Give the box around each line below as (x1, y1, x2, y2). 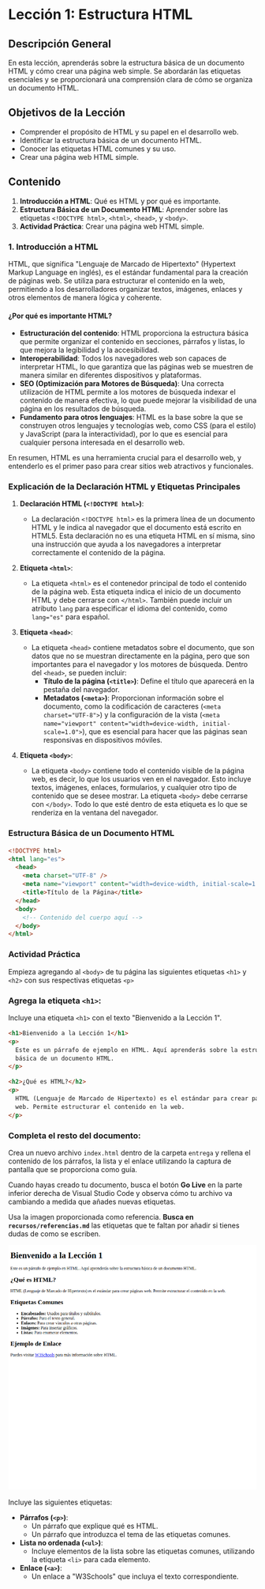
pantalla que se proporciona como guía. (8, 1164, 138, 1174)
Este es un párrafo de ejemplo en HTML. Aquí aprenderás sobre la (15, 1046, 238, 1054)
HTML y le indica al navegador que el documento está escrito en (31, 523, 242, 532)
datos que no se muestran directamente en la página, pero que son (31, 651, 250, 661)
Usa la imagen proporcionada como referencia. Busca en (8, 1212, 195, 1221)
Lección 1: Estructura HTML (8, 6, 193, 24)
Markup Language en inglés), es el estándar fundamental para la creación (8, 267, 248, 277)
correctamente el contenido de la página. (31, 548, 166, 558)
